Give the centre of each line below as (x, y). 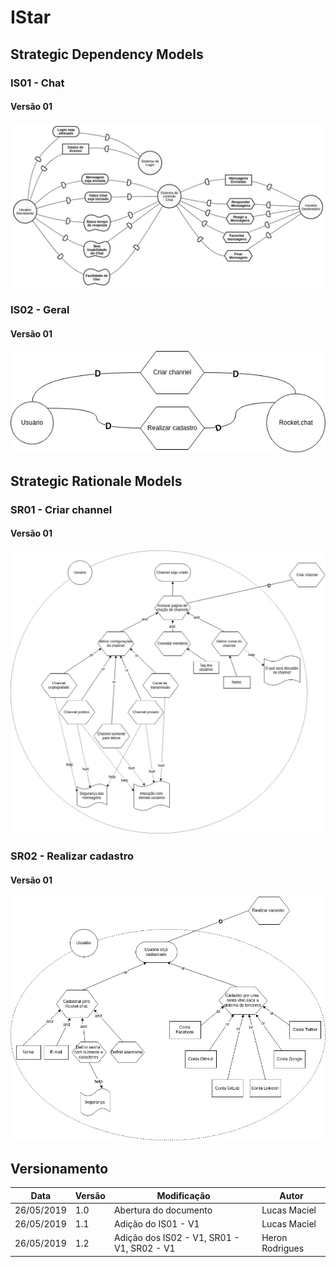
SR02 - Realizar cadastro (72, 856)
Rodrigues (283, 1248)
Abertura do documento (163, 1210)
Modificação (183, 1195)
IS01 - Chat (37, 83)
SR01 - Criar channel (61, 509)
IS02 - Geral (40, 310)
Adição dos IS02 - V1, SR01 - (176, 1238)
